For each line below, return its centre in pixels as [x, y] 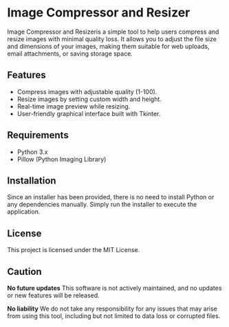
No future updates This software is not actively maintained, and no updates [115, 288]
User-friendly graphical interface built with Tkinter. [89, 113]
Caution [25, 272]
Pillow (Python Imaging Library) [62, 159]
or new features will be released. [53, 295]
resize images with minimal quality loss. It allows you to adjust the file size [112, 38]
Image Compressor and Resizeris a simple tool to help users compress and [113, 32]
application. [24, 212]
